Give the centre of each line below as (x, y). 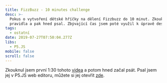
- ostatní (20, 33)
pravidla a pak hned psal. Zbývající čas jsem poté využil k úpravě (82, 24)
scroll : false (20, 56)
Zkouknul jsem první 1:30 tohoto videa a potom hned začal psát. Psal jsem (81, 70)
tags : (11, 28)
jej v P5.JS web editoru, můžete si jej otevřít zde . (55, 76)
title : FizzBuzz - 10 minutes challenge (48, 10)
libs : (11, 42)
